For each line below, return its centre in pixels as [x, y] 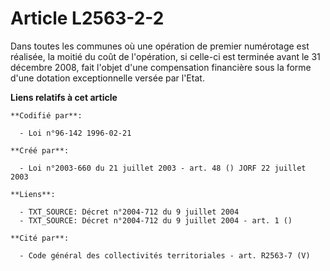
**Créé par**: [40, 150]
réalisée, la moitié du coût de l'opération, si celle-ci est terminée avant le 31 [165, 56]
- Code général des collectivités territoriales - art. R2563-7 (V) [165, 255]
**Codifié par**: [46, 115]
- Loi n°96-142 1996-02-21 [75, 133]
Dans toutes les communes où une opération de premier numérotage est [160, 46]
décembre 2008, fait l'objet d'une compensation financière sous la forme [161, 67]
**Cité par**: [40, 238]
